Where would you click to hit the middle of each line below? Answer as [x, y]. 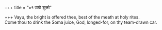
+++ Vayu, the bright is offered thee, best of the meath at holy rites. [72, 17]
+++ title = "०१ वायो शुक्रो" [28, 7]
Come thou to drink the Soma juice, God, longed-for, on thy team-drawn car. [81, 22]
